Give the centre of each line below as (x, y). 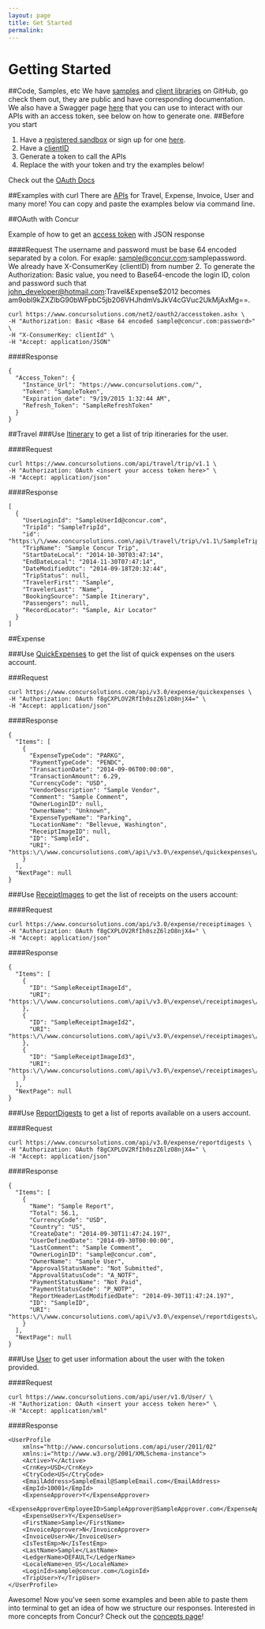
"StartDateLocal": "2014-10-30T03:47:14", (93, 555)
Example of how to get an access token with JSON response (106, 234)
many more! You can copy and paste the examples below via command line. (132, 204)
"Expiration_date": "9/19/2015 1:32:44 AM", (97, 399)
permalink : (26, 30)
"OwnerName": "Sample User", (77, 1262)
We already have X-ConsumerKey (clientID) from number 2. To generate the (132, 267)
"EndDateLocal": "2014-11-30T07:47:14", (90, 562)
